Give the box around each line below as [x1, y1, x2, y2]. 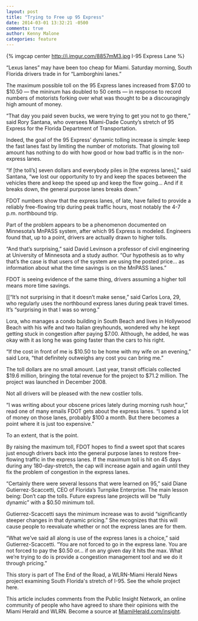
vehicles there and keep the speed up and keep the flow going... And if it [6, 179, 183, 186]
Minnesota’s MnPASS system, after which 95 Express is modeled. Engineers [6, 228, 191, 234]
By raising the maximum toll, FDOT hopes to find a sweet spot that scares [6, 443, 185, 450]
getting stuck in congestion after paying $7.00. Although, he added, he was [6, 330, 189, 337]
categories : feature [6, 36, 57, 42]
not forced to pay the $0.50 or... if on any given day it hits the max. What [6, 547, 183, 554]
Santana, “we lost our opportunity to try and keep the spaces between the [6, 173, 187, 180]
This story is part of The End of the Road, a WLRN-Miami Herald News [6, 571, 178, 578]
